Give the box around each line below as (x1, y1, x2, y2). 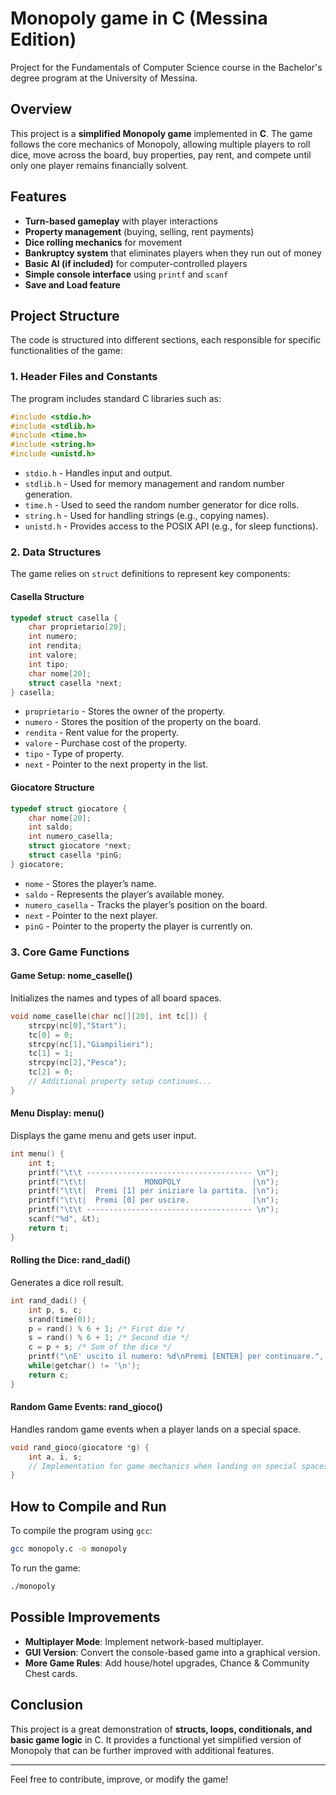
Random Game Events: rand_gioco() (10, 1401, 163, 1413)
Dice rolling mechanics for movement (24, 236, 183, 248)
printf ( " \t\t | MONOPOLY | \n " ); (28, 1177, 280, 1187)
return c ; (28, 1370, 70, 1380)
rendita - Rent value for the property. (24, 727, 180, 739)
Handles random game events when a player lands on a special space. (10, 1423, 302, 1435)
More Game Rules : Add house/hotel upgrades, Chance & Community (24, 1657, 310, 1669)
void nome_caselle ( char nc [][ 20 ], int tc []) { (10, 1011, 208, 1021)
